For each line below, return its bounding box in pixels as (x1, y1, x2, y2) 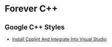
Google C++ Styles (4, 23, 65, 31)
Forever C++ (4, 3, 58, 14)
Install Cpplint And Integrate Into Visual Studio (11, 36, 107, 42)
